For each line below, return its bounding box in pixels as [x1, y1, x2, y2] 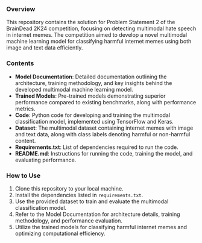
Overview [6, 5, 36, 13]
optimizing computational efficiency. [14, 230, 106, 237]
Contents [6, 59, 34, 68]
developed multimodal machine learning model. [14, 86, 134, 93]
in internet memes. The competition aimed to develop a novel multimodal [6, 31, 188, 39]
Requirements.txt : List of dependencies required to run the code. [14, 144, 179, 151]
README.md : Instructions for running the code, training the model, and [14, 150, 193, 157]
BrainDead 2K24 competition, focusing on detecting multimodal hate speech [6, 25, 197, 32]
